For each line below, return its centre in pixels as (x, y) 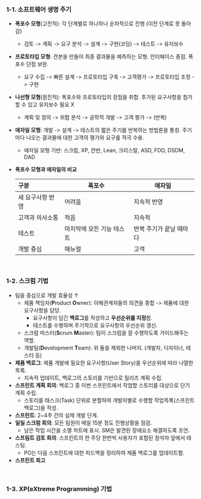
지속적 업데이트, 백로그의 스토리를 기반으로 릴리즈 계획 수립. (93, 378)
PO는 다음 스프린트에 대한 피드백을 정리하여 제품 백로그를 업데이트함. (104, 453)
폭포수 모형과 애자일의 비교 (46, 170)
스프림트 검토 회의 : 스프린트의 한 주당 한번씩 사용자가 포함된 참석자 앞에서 (100, 438)
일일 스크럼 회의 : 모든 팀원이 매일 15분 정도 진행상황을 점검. (83, 423)
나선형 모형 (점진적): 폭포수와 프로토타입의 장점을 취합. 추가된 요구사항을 (98, 97)
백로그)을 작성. (41, 408)
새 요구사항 (33, 197)
